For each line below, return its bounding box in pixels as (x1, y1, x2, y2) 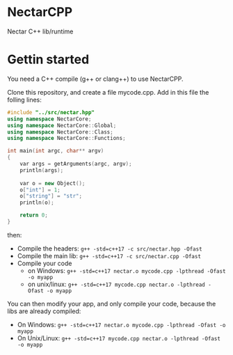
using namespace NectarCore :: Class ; (7, 128, 113, 136)
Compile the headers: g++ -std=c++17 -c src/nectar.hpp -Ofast (17, 244, 203, 253)
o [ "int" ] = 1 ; (19, 186, 61, 194)
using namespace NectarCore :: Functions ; (7, 135, 127, 142)
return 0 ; (19, 212, 49, 219)
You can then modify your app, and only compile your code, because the (7, 299, 216, 308)
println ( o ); (19, 199, 54, 206)
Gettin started (7, 52, 90, 68)
